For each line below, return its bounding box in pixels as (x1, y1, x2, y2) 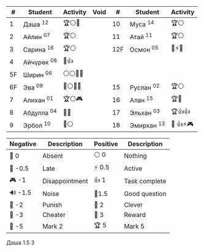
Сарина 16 (23, 44, 54, 54)
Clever (124, 200, 143, 209)
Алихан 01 (23, 94, 54, 105)
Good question (124, 189, 167, 198)
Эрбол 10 (23, 120, 51, 130)
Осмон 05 (129, 44, 159, 54)
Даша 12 (23, 18, 49, 29)
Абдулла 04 (23, 107, 57, 117)
